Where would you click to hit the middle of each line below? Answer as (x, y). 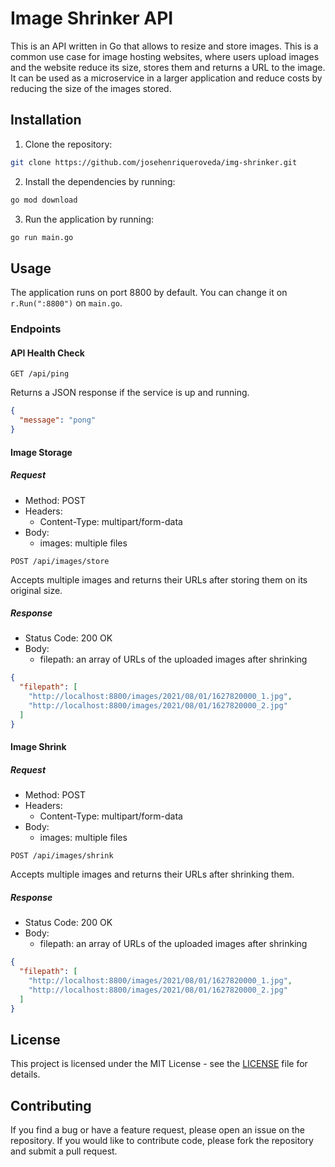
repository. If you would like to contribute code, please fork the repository (162, 1141)
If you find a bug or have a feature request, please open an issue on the (157, 1130)
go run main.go (42, 237)
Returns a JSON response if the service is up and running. (130, 393)
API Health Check (47, 353)
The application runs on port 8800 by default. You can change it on (149, 293)
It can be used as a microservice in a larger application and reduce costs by (166, 78)
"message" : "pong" (58, 420)
